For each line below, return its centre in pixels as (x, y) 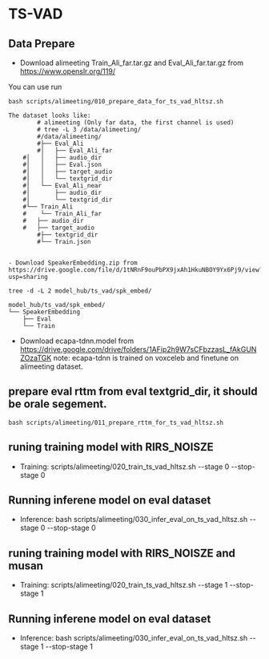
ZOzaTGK (36, 358)
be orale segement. (58, 404)
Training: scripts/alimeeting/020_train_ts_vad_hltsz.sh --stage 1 (124, 585)
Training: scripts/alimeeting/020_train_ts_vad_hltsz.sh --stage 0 (124, 467)
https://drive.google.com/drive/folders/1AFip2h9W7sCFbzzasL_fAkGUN (138, 349)
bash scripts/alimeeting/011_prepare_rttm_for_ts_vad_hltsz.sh (116, 422)
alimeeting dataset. (51, 366)
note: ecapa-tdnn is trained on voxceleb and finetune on (146, 358)
